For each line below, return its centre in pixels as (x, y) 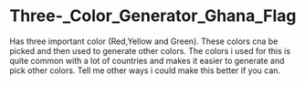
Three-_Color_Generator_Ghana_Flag (153, 16)
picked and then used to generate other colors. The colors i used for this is (150, 50)
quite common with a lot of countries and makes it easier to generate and (147, 60)
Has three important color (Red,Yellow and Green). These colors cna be (144, 41)
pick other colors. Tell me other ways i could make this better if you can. (145, 70)
